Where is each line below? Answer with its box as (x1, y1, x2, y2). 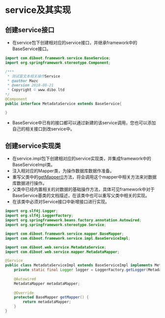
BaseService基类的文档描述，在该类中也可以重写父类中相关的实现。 (12, 193, 150, 199)
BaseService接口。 (12, 46, 51, 52)
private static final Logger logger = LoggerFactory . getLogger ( (14, 267, 148, 273)
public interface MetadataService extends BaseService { (5, 101, 122, 106)
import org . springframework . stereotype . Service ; (5, 222, 107, 227)
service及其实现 (5, 4, 71, 16)
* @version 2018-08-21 (7, 83, 54, 88)
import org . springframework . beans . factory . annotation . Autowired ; (5, 218, 141, 223)
